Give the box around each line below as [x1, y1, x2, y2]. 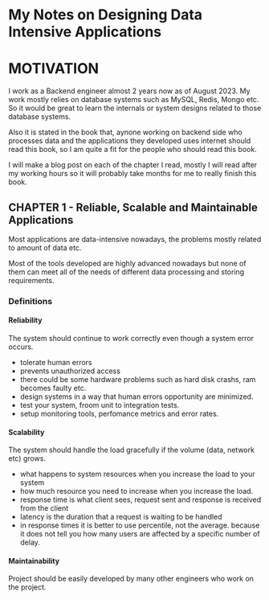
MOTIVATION [8, 60, 99, 78]
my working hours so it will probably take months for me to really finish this [8, 169, 257, 179]
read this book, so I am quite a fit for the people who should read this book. [8, 145, 257, 154]
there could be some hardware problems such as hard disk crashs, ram [19, 375, 256, 384]
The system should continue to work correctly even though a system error [8, 334, 255, 343]
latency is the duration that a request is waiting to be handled [19, 512, 222, 522]
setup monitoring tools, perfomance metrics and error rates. [19, 409, 219, 419]
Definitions [8, 295, 53, 306]
